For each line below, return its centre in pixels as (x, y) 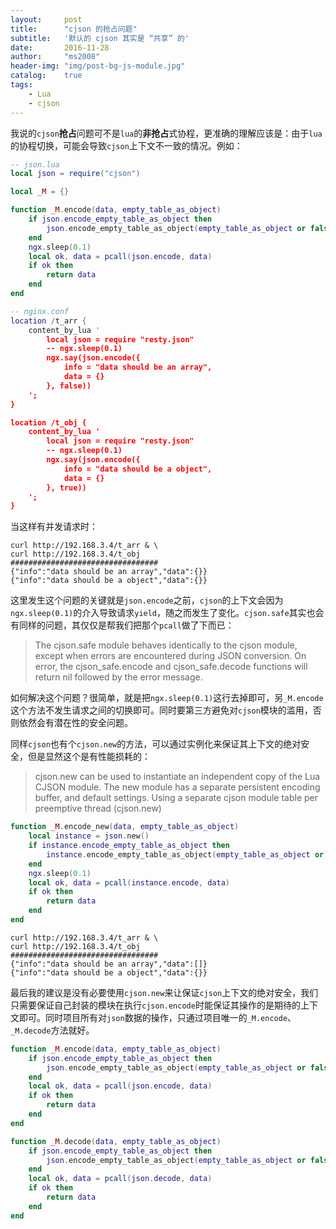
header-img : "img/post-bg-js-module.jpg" (98, 66)
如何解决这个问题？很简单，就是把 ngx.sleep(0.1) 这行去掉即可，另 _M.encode (167, 698)
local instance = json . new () (89, 836)
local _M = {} (40, 192)
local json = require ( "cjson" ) (75, 174)
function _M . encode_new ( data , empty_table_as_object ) (125, 827)
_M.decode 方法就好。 (52, 1030)
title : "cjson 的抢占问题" (74, 29)
